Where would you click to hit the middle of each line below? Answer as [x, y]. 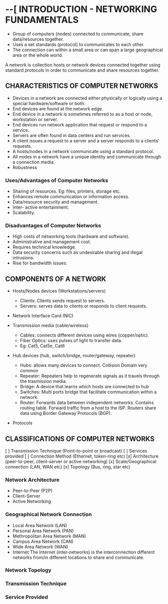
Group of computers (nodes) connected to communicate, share [78, 34]
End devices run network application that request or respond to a [80, 124]
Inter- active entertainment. [41, 207]
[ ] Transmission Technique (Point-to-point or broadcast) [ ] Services [76, 450]
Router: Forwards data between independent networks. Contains [87, 403]
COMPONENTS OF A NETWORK [56, 279]
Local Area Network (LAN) [40, 525]
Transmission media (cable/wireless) [50, 326]
